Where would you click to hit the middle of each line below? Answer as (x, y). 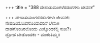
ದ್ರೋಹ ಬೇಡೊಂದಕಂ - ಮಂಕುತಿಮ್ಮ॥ (33, 34)
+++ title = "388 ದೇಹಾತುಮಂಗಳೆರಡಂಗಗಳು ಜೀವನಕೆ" (50, 7)
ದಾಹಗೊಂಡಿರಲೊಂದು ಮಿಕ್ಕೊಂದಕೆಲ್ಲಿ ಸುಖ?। (38, 29)
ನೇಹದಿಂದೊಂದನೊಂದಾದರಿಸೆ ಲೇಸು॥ (32, 23)
